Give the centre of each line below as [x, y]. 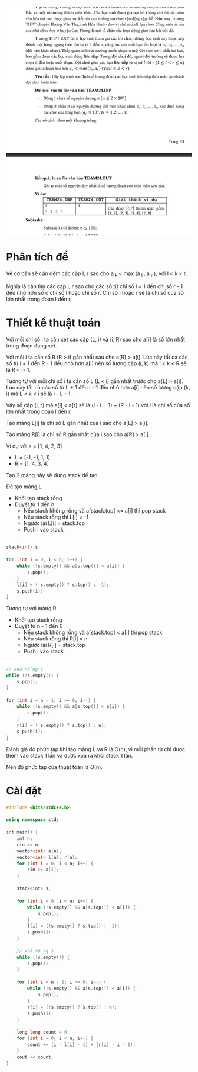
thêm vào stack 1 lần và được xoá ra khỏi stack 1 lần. [70, 755]
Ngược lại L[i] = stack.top [54, 523]
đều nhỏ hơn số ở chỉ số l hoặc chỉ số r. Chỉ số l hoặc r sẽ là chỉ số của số [95, 292]
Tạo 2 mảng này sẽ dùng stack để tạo [52, 475]
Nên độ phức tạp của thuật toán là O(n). [55, 767]
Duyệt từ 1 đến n [34, 504]
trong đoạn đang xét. [32, 345]
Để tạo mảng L [24, 487]
